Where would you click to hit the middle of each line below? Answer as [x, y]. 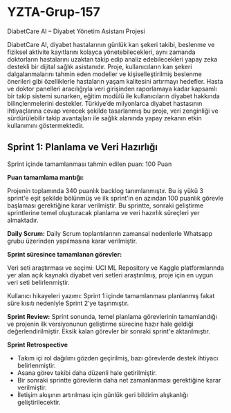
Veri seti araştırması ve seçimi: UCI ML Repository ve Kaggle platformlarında [116, 268]
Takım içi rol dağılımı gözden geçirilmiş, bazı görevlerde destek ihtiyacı [118, 358]
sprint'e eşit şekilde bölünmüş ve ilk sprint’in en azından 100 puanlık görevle [115, 198]
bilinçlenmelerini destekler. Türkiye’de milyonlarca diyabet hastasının [105, 103]
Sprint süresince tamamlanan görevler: [65, 254]
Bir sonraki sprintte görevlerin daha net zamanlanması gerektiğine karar [119, 380]
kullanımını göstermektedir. [46, 125]
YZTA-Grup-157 [54, 12]
